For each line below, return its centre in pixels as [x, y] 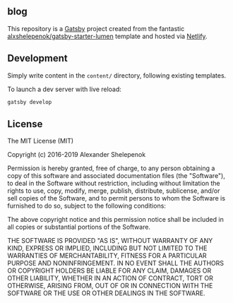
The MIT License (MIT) [41, 141]
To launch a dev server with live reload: [65, 89]
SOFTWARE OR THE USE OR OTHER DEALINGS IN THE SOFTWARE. [106, 293]
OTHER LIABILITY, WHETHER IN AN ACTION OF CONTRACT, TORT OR [110, 278]
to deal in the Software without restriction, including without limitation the [114, 184]
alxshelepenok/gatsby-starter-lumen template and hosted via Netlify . [107, 36]
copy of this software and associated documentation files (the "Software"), [116, 176]
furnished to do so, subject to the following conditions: [86, 206]
